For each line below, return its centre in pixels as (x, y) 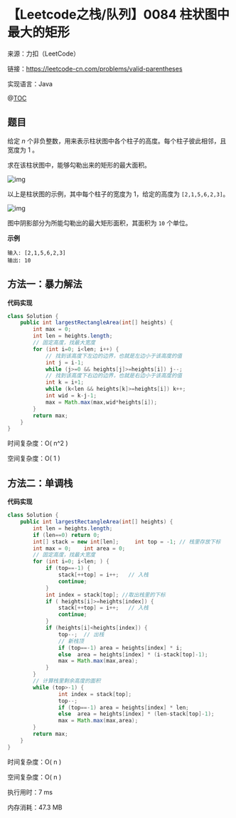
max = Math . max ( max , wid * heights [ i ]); (101, 402)
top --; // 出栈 (81, 634)
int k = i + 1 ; (64, 382)
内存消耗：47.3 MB (35, 807)
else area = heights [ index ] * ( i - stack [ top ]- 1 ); (133, 654)
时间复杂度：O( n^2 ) (38, 444)
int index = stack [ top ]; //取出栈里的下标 (105, 595)
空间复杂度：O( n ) (34, 777)
